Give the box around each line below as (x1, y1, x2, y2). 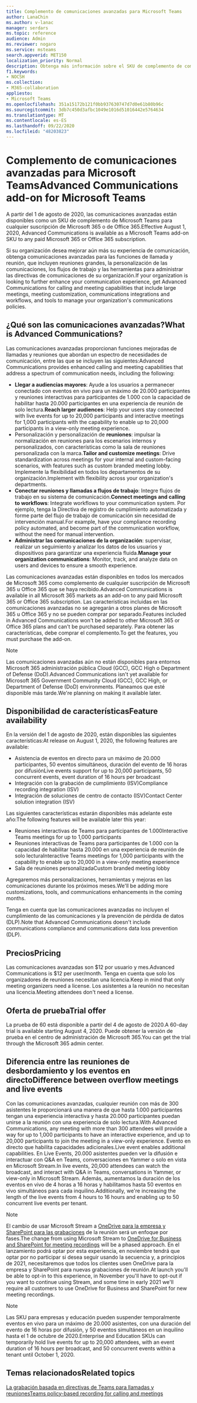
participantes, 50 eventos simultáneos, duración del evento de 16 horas (14, 761, 188, 768)
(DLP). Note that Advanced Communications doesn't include (6, 919, 151, 926)
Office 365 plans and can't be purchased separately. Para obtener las (6, 623, 174, 630)
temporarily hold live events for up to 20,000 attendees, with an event (6, 1338, 175, 1346)
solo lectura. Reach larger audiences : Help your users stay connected (14, 406, 184, 413)
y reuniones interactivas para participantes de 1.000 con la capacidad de (14, 394, 191, 401)
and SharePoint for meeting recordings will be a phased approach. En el (6, 1241, 180, 1248)
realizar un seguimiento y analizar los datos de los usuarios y (14, 543, 162, 550)
